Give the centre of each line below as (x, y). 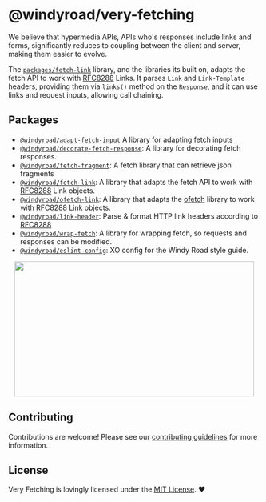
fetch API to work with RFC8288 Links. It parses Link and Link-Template (127, 78)
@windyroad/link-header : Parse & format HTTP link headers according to (139, 216)
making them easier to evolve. (58, 54)
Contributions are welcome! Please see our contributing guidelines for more (133, 436)
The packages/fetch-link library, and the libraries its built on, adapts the (127, 69)
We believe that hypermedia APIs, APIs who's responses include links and (130, 37)
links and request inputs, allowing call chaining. (86, 94)
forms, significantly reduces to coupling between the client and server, (125, 45)
